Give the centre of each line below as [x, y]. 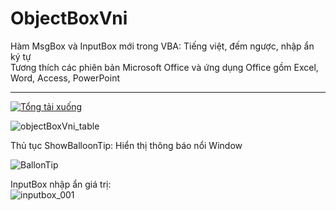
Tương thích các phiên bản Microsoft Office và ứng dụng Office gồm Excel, [164, 67]
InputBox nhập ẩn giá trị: [61, 184]
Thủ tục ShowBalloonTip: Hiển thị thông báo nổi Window [126, 145]
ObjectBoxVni [69, 18]
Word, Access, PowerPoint [65, 78]
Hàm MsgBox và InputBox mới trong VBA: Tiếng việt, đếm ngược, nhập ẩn [162, 46]
